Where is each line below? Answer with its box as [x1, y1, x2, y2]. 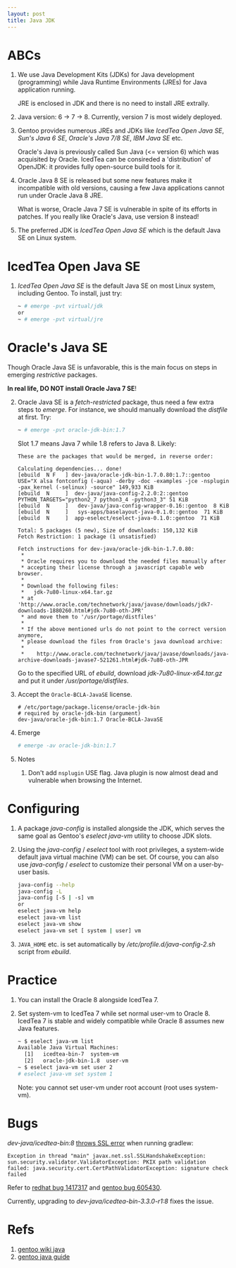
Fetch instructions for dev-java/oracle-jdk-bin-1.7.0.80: [17, 545, 195, 552]
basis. [32, 867, 50, 876]
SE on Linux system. [17, 233, 77, 242]
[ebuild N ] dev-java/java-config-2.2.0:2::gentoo [17, 489, 189, 497]
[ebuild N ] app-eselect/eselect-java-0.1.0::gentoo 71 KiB [17, 514, 220, 522]
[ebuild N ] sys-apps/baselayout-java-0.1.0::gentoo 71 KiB [17, 508, 223, 516]
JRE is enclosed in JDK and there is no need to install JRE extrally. [17, 99, 210, 108]
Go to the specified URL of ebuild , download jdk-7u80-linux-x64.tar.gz [17, 669, 223, 677]
